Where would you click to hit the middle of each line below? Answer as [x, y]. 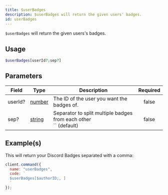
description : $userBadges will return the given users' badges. [73, 14]
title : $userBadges [25, 10]
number [39, 101]
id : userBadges [21, 19]
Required [149, 90]
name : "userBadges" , [31, 169]
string [37, 119]
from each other [72, 119]
